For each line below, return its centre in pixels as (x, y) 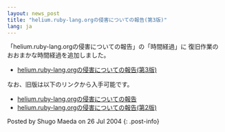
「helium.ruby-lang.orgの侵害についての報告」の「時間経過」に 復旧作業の (113, 47)
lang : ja (20, 26)
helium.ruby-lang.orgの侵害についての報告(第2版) (87, 108)
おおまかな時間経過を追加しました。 (58, 55)
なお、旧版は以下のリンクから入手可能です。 (70, 85)
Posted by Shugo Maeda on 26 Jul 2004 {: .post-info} (83, 122)
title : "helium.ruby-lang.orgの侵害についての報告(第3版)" (87, 20)
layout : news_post (33, 13)
